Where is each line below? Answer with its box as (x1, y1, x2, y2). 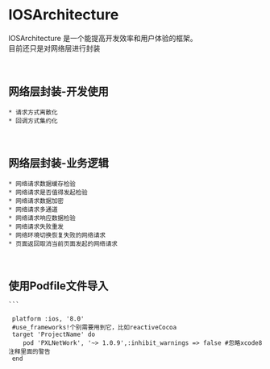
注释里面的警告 (8, 348, 51, 356)
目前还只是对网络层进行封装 (8, 43, 101, 53)
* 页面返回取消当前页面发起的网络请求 (8, 239, 118, 247)
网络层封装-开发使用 (8, 85, 109, 98)
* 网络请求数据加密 (8, 197, 64, 205)
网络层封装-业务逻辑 (8, 156, 109, 170)
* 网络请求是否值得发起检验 (8, 188, 89, 197)
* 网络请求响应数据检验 (8, 214, 77, 222)
